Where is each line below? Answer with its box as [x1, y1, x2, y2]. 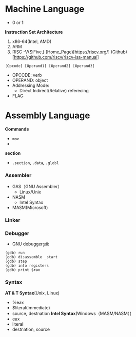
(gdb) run [5, 251, 25, 255]
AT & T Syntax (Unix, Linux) [5, 290, 60, 296]
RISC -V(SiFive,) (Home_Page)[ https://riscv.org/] [12, 49, 110, 55]
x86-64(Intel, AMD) [12, 38, 52, 44]
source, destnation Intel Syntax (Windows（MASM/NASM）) [12, 310, 132, 316]
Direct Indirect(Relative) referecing [19, 87, 89, 93]
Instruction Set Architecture [5, 29, 63, 35]
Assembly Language [5, 110, 90, 121]
